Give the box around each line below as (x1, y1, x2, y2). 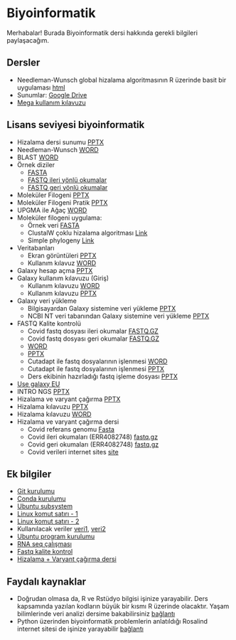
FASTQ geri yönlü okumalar (27, 183, 108, 191)
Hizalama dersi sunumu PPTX (16, 137, 104, 146)
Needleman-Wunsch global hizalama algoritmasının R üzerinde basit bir (16, 75, 227, 84)
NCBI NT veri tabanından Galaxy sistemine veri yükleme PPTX (27, 311, 210, 320)
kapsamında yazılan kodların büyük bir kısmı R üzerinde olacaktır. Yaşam (16, 602, 230, 611)
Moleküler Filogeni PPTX (16, 191, 90, 199)
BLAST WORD (16, 153, 59, 161)
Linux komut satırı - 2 (16, 517, 80, 526)
